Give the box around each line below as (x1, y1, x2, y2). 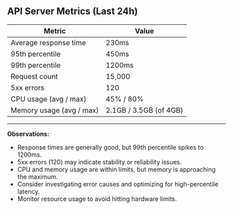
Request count (10, 71, 58, 81)
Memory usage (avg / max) (10, 105, 99, 115)
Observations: (7, 130, 50, 138)
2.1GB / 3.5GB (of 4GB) (105, 105, 184, 115)
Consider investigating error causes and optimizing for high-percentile (17, 180, 218, 188)
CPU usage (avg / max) (10, 94, 87, 103)
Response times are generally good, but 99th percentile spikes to (17, 143, 204, 151)
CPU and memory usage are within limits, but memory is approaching (17, 165, 216, 173)
